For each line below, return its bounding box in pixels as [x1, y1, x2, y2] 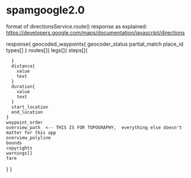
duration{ [11, 83, 35, 90]
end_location [11, 109, 43, 115]
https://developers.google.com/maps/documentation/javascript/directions [6, 29, 185, 36]
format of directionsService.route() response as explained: [6, 23, 148, 30]
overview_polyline [6, 135, 51, 141]
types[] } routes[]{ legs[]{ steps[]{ [6, 46, 88, 53]
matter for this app [6, 129, 57, 135]
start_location [11, 104, 49, 110]
